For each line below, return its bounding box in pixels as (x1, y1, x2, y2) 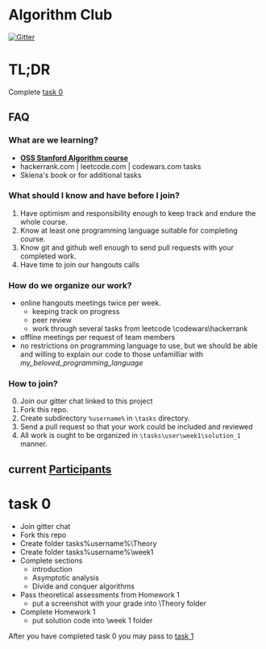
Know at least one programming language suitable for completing (19, 225, 238, 235)
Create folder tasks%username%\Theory (19, 538, 157, 548)
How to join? (8, 378, 58, 390)
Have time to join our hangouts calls (19, 259, 139, 269)
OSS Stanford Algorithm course (19, 153, 129, 163)
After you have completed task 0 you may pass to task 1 (8, 630, 194, 641)
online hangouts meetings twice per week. (19, 298, 161, 308)
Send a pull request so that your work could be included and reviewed (19, 422, 253, 432)
